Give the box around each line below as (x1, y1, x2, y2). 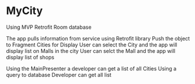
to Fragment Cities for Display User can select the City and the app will (6, 41, 177, 48)
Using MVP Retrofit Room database (6, 23, 92, 31)
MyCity (6, 4, 43, 18)
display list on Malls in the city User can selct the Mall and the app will (6, 47, 176, 54)
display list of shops (6, 53, 55, 61)
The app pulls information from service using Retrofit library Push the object (6, 35, 190, 42)
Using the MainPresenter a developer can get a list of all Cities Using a (6, 65, 177, 72)
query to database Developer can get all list (6, 71, 112, 78)
